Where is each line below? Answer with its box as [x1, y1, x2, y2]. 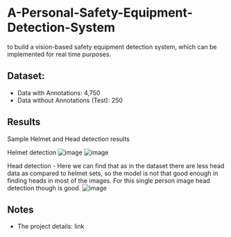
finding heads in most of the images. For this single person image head [7, 176, 210, 185]
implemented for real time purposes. [7, 50, 112, 58]
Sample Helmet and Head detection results [7, 134, 130, 143]
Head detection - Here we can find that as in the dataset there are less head [7, 161, 225, 170]
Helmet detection [7, 148, 57, 156]
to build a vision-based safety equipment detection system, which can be [7, 42, 217, 51]
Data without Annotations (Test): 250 [17, 96, 123, 104]
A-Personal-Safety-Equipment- [7, 5, 193, 21]
